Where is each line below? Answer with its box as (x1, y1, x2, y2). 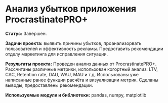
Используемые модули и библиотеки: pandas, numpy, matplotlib (5, 92, 147, 98)
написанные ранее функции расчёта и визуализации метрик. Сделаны (5, 77, 158, 83)
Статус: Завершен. (5, 30, 47, 36)
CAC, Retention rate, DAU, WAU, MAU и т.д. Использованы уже (5, 71, 139, 77)
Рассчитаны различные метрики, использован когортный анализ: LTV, (5, 66, 158, 72)
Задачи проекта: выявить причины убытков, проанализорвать (5, 40, 142, 46)
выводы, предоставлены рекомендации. (5, 82, 94, 88)
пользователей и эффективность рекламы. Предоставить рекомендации (5, 45, 163, 51)
